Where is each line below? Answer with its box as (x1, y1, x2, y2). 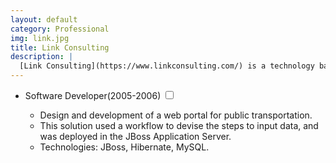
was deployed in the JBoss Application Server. (39, 131, 232, 142)
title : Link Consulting (10, 42, 110, 53)
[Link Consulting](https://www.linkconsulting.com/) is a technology (19, 61, 315, 71)
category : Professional (10, 24, 110, 34)
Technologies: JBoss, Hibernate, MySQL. (39, 141, 210, 153)
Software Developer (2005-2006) (24, 90, 162, 101)
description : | (10, 52, 74, 62)
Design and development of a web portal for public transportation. (39, 109, 313, 121)
